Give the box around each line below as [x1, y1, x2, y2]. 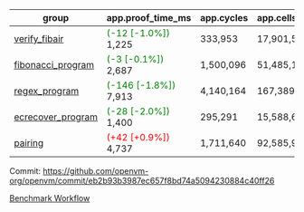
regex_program [14, 85, 80, 97]
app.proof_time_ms [106, 12, 192, 24]
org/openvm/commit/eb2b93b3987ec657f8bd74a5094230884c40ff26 [9, 176, 275, 186]
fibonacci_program [14, 59, 95, 71]
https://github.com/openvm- [43, 166, 149, 176]
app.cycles [200, 12, 249, 24]
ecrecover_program [14, 111, 98, 123]
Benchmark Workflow [9, 193, 90, 203]
